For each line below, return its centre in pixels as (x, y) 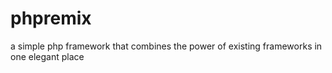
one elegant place (47, 56)
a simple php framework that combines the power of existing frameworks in (166, 46)
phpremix (51, 18)
